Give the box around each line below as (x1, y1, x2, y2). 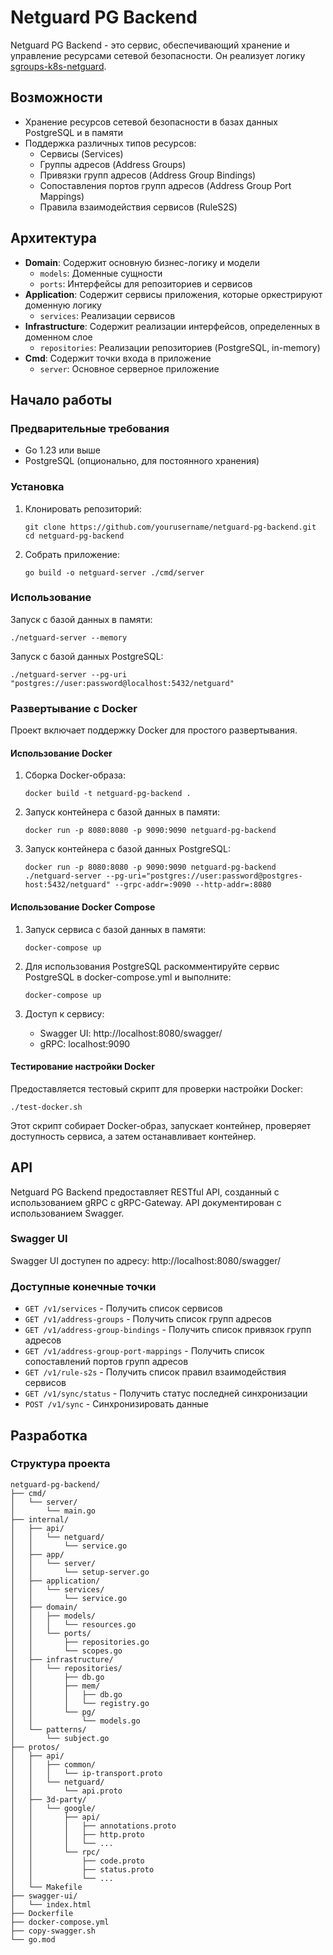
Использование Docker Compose (10, 901, 156, 913)
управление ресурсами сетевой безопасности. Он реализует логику (10, 49, 306, 61)
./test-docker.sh (10, 1102, 83, 1112)
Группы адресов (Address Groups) (39, 158, 187, 170)
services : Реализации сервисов (39, 309, 176, 321)
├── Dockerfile (10, 1908, 74, 1918)
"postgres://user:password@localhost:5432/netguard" (10, 678, 235, 688)
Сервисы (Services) (39, 147, 124, 160)
